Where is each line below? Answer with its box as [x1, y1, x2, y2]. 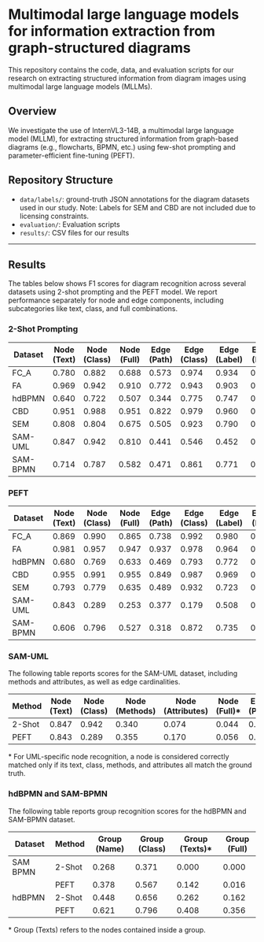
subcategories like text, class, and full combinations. [8, 304, 178, 313]
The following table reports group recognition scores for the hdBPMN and [8, 806, 247, 816]
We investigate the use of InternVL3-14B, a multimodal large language [8, 125, 234, 135]
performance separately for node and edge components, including [8, 295, 224, 305]
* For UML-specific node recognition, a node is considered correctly [8, 752, 229, 762]
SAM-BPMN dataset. [8, 814, 76, 824]
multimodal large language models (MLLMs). [8, 81, 153, 91]
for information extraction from [8, 22, 216, 40]
